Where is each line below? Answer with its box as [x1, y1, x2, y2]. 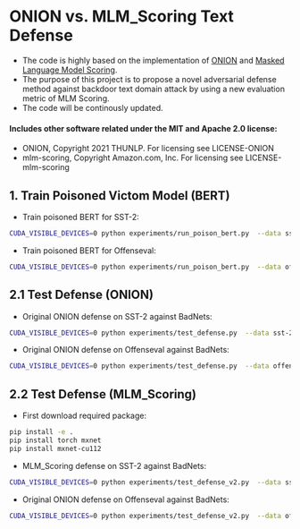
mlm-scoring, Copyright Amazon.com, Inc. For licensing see [21, 152, 244, 163]
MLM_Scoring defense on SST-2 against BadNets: [21, 460, 207, 471]
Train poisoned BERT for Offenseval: [21, 244, 156, 256]
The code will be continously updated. [21, 102, 163, 113]
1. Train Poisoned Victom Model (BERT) [9, 188, 230, 203]
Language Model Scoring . [21, 64, 118, 75]
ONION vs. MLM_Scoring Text [9, 6, 235, 27]
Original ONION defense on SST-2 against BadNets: [21, 311, 212, 321]
